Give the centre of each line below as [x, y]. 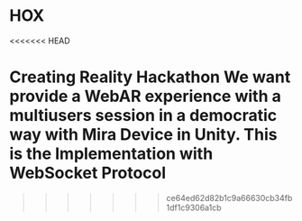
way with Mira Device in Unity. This [143, 135]
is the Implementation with [111, 154]
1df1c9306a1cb [194, 207]
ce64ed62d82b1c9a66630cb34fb [229, 198]
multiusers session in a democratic [143, 116]
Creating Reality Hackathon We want [150, 77]
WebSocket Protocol [88, 173]
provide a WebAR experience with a [145, 97]
